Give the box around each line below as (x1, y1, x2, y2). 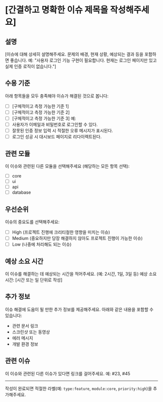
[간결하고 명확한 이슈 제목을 (5, 4, 108, 16)
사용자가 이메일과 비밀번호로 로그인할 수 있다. (12, 122, 98, 127)
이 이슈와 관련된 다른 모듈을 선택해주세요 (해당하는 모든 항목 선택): (5, 164, 130, 169)
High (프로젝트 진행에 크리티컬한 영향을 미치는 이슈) (12, 229, 110, 235)
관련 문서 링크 (12, 323, 38, 329)
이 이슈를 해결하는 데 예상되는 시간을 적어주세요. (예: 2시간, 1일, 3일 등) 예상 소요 (5, 271, 157, 277)
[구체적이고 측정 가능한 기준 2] (12, 109, 70, 115)
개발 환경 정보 (12, 341, 38, 347)
